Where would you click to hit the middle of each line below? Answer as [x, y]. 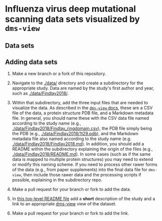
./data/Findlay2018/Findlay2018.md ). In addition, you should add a [78, 144]
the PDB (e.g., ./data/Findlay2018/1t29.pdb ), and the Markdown [75, 134]
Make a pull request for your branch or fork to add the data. [71, 189]
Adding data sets [31, 62]
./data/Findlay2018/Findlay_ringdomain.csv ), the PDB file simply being [82, 128]
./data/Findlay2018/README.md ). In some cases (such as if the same [81, 154]
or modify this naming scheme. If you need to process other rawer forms [85, 165]
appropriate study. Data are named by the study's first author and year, [83, 88]
